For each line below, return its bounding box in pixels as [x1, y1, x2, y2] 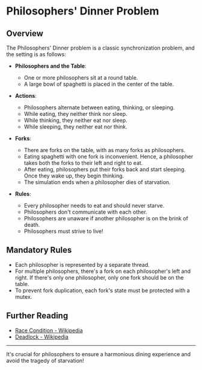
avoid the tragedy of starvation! [6, 357, 84, 364]
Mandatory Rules [6, 245, 72, 255]
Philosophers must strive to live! [23, 228, 103, 235]
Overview [6, 28, 44, 39]
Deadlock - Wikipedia [14, 333, 69, 340]
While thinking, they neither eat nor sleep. [23, 116, 127, 124]
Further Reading [6, 311, 69, 321]
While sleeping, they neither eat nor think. [23, 123, 127, 130]
